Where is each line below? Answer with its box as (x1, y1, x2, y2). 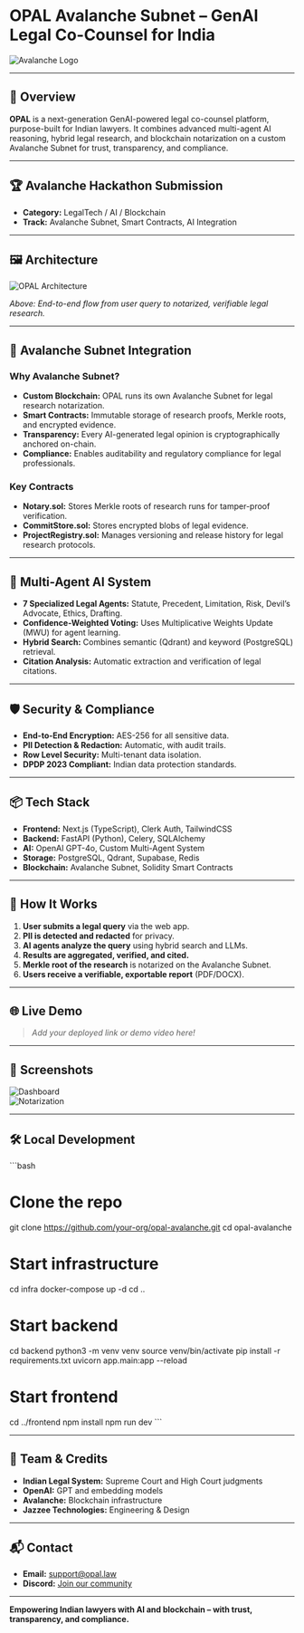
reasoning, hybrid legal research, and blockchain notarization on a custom (9, 132, 287, 143)
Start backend (9, 1315, 119, 1336)
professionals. (22, 458, 76, 469)
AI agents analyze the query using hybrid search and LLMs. (22, 939, 249, 951)
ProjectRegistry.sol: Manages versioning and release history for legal (22, 530, 283, 541)
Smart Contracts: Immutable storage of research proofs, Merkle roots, (22, 409, 287, 421)
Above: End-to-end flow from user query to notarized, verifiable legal (9, 298, 269, 309)
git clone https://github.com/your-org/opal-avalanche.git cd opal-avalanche (9, 1222, 292, 1233)
